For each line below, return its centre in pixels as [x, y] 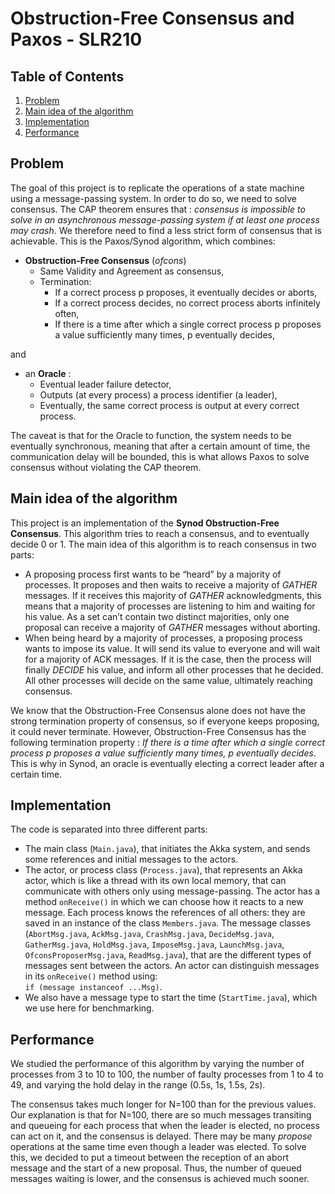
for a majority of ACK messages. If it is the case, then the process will [168, 659]
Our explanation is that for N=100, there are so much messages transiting [161, 1115]
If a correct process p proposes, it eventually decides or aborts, [186, 292]
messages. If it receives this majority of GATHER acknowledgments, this [173, 595]
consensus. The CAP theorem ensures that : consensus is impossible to [158, 209]
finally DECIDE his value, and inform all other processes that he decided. [174, 669]
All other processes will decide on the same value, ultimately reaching [168, 680]
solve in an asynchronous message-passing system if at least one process [165, 219]
